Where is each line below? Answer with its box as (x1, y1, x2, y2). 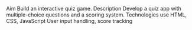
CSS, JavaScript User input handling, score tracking (6, 18, 133, 24)
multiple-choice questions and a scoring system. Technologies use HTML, (6, 11, 187, 18)
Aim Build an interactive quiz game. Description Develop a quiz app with (6, 5, 181, 12)
